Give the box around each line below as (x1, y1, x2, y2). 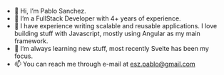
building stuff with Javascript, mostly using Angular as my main (14, 29, 201, 37)
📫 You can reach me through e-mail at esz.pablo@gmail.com (14, 60, 195, 68)
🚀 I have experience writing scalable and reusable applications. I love (14, 22, 218, 30)
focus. (14, 52, 34, 60)
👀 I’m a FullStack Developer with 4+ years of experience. (14, 14, 181, 23)
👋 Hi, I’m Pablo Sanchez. (14, 7, 87, 15)
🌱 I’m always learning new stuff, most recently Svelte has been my (14, 45, 209, 52)
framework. (14, 37, 49, 45)
